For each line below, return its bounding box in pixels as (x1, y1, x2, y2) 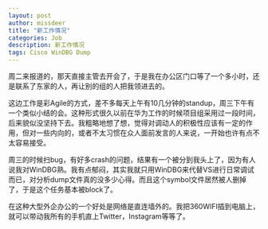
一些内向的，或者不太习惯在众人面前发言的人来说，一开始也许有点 (35, 128, 253, 138)
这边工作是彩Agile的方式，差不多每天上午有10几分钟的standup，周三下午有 (8, 99, 255, 107)
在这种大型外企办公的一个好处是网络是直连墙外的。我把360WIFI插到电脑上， (8, 202, 260, 211)
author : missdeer (8, 19, 66, 27)
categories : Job (8, 33, 62, 42)
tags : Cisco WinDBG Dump (8, 49, 91, 56)
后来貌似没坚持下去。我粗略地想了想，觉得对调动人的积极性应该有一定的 (8, 118, 246, 127)
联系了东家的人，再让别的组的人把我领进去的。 (14, 81, 169, 91)
